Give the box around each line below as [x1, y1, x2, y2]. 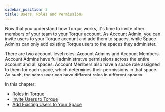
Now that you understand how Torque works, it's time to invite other [5, 25, 145, 31]
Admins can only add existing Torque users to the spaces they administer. [5, 41, 157, 47]
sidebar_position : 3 [5, 7, 48, 12]
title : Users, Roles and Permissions [5, 12, 83, 17]
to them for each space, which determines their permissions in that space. [5, 66, 158, 72]
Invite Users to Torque [12, 96, 58, 102]
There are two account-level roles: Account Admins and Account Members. [5, 50, 160, 57]
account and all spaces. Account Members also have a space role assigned [5, 61, 160, 67]
